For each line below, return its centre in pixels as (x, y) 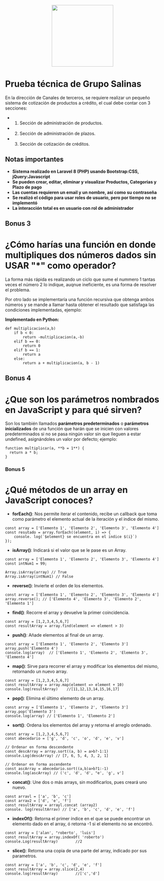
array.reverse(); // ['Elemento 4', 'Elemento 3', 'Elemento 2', (73, 599)
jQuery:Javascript (31, 176)
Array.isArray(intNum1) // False (39, 577)
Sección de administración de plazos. (57, 133)
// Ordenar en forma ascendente (38, 765)
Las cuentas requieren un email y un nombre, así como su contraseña (84, 192)
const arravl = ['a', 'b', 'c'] (38, 797)
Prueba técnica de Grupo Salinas (73, 84)
